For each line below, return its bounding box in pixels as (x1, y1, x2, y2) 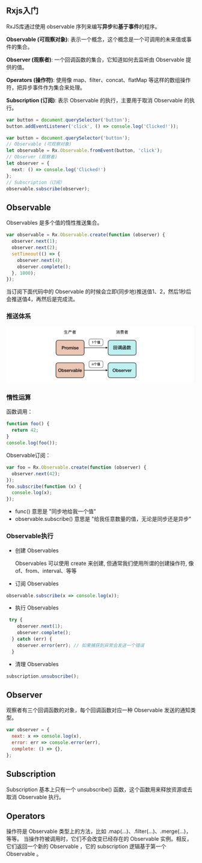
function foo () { (6, 421, 50, 427)
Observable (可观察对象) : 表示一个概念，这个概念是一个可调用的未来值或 (6, 36, 186, 43)
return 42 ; (11, 427, 39, 434)
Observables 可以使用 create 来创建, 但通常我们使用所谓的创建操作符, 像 (14, 559, 194, 567)
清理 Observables (14, 660, 59, 667)
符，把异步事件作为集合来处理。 (6, 84, 85, 91)
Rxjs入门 (6, 5, 39, 16)
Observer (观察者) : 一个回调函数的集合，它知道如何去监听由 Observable (6, 56, 185, 63)
